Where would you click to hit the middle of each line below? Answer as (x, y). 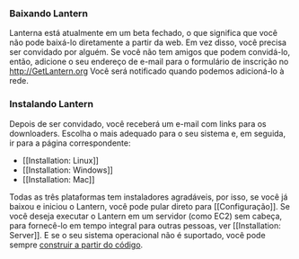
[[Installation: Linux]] (60, 160)
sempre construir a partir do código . (76, 245)
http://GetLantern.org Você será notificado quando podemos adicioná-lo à (147, 71)
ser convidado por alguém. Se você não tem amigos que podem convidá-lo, (150, 52)
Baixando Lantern (48, 13)
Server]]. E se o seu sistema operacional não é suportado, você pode (138, 235)
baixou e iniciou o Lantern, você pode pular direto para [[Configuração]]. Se (149, 206)
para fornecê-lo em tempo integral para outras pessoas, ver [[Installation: (145, 225)
